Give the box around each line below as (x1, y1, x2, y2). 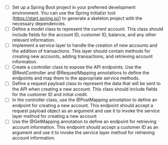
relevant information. (12, 37, 55, 43)
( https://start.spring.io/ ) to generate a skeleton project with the (12, 15, 142, 22)
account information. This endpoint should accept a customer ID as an (12, 124, 158, 130)
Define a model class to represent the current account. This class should (12, 26, 163, 32)
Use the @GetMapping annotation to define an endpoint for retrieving (12, 118, 157, 125)
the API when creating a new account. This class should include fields (12, 86, 158, 92)
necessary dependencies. (12, 21, 67, 27)
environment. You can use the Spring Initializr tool (12, 10, 116, 16)
